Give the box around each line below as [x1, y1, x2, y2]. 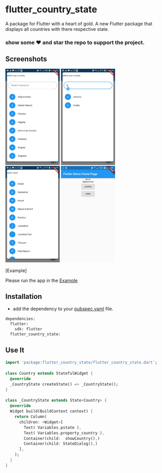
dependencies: [5, 316, 36, 321]
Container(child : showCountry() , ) [24, 436, 100, 441]
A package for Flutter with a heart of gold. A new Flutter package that [5, 21, 153, 27]
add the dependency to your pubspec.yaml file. [12, 306, 114, 312]
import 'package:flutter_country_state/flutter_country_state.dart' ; [5, 360, 158, 365]
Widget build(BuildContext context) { [10, 409, 94, 414]
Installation [5, 292, 42, 301]
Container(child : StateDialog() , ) [24, 441, 98, 446]
